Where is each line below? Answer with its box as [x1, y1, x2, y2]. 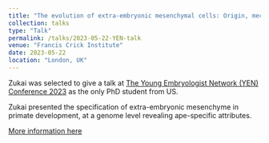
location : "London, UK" [8, 57, 88, 65]
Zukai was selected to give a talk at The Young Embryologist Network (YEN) [8, 77, 259, 88]
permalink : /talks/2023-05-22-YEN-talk [8, 34, 142, 42]
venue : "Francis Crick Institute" [8, 42, 124, 50]
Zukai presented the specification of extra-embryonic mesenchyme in [8, 101, 239, 112]
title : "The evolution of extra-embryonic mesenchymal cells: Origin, [8, 11, 249, 20]
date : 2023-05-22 [8, 49, 66, 57]
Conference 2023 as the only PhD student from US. [8, 86, 179, 96]
